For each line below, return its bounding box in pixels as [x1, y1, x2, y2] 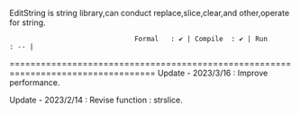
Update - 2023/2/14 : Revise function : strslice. [9, 94, 183, 105]
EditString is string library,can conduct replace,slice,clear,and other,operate [9, 8, 290, 18]
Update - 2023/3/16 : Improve [157, 67, 268, 78]
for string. [9, 17, 47, 28]
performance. [9, 77, 60, 88]
